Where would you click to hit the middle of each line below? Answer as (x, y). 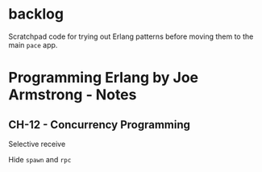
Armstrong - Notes (73, 95)
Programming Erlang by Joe (104, 78)
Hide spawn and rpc (40, 159)
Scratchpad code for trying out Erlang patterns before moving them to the (131, 36)
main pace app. (33, 44)
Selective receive (37, 144)
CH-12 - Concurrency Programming (100, 125)
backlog (36, 14)
